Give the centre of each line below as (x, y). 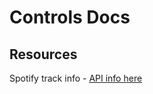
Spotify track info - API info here (76, 78)
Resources (43, 54)
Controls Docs (70, 17)
